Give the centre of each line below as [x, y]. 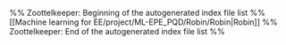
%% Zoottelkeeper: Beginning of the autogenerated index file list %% [138, 13]
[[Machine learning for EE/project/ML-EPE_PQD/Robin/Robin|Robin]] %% [144, 22]
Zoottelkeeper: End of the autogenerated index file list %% [117, 31]
